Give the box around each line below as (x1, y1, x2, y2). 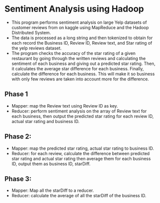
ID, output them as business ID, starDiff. (11, 161, 90, 167)
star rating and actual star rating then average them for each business (11, 156, 151, 161)
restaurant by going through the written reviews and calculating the (11, 55, 146, 61)
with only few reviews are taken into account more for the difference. (11, 76, 149, 82)
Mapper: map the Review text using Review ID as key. (11, 103, 118, 109)
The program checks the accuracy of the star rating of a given (11, 50, 136, 56)
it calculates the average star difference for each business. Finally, (11, 65, 144, 71)
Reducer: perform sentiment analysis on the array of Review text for (11, 108, 147, 114)
